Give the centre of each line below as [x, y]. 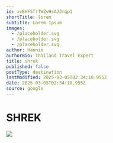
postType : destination [34, 72]
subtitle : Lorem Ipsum [34, 22]
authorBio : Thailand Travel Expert [50, 56]
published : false [28, 66]
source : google [25, 89]
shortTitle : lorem [29, 17]
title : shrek [22, 61]
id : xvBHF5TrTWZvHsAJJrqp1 [39, 12]
